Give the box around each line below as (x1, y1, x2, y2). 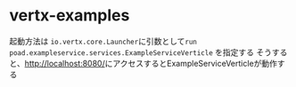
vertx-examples (9, 5, 130, 26)
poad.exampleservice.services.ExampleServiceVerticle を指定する (9, 46, 255, 58)
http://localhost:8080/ (24, 58, 105, 68)
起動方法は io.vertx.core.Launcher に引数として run (9, 36, 198, 46)
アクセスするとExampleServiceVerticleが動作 (112, 58, 278, 68)
